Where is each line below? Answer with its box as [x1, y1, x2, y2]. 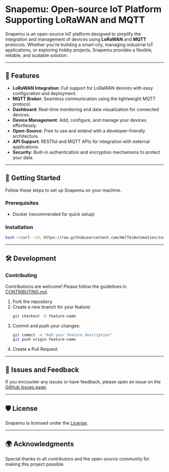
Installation [5, 223, 34, 230]
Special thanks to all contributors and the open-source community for [5, 455, 150, 461]
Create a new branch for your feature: [12, 303, 92, 310]
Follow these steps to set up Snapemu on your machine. [5, 187, 122, 193]
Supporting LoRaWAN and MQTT [5, 14, 145, 26]
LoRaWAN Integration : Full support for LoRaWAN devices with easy [12, 85, 153, 91]
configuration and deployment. [12, 90, 77, 96]
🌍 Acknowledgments [5, 440, 74, 448]
